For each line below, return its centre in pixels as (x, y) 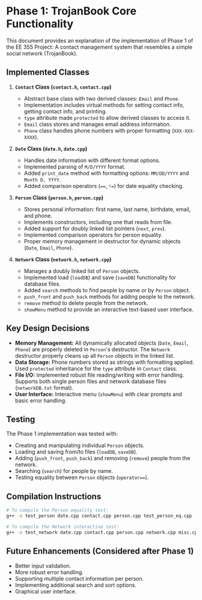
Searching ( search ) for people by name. (64, 471)
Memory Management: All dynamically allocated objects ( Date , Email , (102, 343)
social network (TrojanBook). (42, 53)
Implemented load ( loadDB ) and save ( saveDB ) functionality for (100, 277)
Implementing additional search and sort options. (75, 585)
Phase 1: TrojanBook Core (72, 11)
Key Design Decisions (48, 329)
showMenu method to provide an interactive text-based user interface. (109, 309)
